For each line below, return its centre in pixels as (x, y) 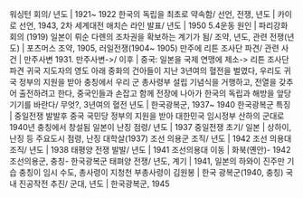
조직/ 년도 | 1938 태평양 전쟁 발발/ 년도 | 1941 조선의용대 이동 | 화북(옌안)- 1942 (150, 150)
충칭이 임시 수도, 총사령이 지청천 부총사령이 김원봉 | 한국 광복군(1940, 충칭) (151, 172)
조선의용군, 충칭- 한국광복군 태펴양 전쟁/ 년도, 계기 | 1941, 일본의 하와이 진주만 (147, 161)
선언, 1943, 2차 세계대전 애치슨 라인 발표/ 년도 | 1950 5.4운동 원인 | (137, 25)
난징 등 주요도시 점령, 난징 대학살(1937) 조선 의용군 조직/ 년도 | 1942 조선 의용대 (151, 138)
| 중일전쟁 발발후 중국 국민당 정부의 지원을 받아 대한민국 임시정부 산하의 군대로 (147, 116)
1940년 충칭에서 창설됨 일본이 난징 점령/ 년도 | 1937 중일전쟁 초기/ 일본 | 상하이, (151, 127)
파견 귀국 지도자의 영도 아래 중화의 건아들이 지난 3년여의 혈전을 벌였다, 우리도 (146, 71)
